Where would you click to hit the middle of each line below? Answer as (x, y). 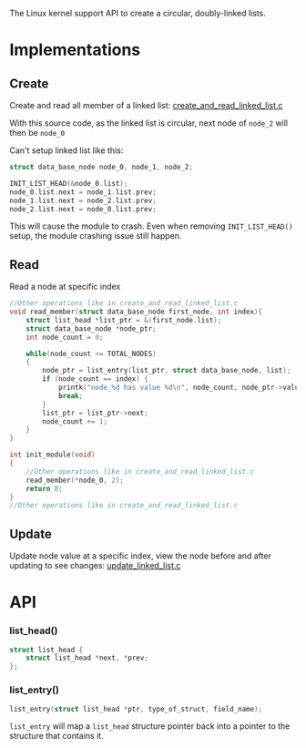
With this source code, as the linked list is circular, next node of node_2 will (149, 123)
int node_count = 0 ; (65, 337)
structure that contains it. (56, 736)
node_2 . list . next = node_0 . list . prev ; (83, 209)
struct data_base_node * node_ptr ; (91, 328)
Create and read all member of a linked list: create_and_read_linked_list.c (146, 105)
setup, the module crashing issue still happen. (96, 236)
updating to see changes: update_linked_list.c (95, 566)
